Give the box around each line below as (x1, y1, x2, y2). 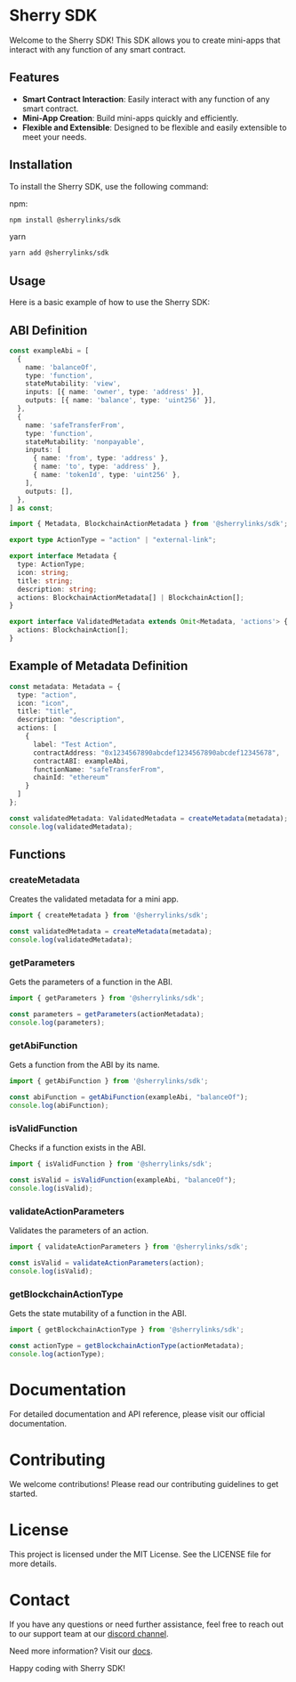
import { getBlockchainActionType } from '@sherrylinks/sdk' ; (9, 1325, 244, 1334)
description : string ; (17, 585, 98, 594)
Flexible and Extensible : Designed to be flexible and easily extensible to (21, 122, 287, 133)
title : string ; (17, 576, 74, 586)
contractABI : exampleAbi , (32, 756, 129, 765)
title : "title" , (17, 707, 77, 716)
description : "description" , (17, 716, 125, 724)
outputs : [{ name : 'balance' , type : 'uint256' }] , (25, 396, 217, 405)
